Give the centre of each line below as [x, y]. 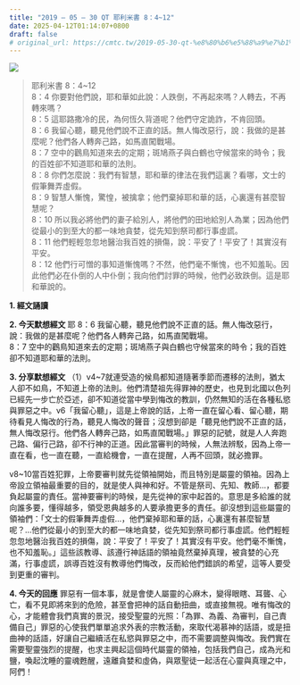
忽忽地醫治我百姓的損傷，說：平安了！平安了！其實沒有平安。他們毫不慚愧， [150, 541]
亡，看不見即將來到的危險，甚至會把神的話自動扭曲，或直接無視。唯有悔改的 [150, 605]
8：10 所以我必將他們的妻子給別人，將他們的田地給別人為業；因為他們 [160, 220]
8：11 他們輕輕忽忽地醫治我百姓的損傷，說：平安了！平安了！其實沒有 [159, 242]
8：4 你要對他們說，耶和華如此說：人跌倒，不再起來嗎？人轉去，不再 [158, 97]
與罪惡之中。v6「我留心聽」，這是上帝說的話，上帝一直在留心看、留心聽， [145, 411]
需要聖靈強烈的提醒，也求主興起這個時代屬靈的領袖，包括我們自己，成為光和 [150, 649]
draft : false [33, 34]
